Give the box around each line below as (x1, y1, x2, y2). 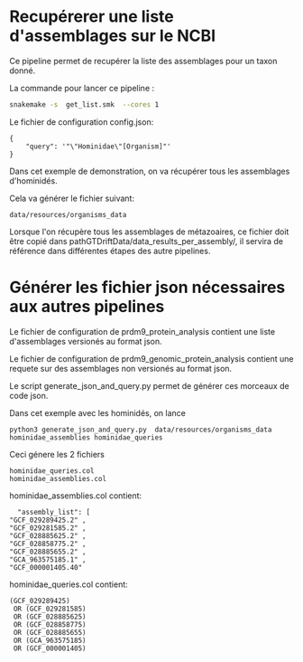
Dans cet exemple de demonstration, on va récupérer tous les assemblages (9, 165, 290, 176)
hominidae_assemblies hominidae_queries (9, 432, 164, 442)
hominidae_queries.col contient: (9, 579, 128, 590)
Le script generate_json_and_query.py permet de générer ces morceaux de (9, 380, 290, 391)
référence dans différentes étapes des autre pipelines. (9, 245, 211, 256)
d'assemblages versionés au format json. (9, 336, 162, 346)
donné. (9, 65, 36, 76)
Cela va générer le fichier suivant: (9, 193, 135, 203)
